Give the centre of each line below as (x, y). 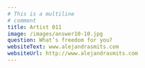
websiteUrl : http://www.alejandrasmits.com (73, 54)
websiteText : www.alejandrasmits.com (63, 47)
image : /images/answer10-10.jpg (55, 34)
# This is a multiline (41, 14)
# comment (22, 21)
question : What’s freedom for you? (60, 40)
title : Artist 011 (34, 27)
